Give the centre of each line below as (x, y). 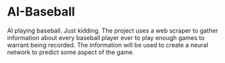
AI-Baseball (41, 12)
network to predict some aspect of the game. (71, 52)
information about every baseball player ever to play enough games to (106, 37)
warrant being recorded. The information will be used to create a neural (108, 45)
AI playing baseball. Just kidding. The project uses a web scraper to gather (113, 30)
